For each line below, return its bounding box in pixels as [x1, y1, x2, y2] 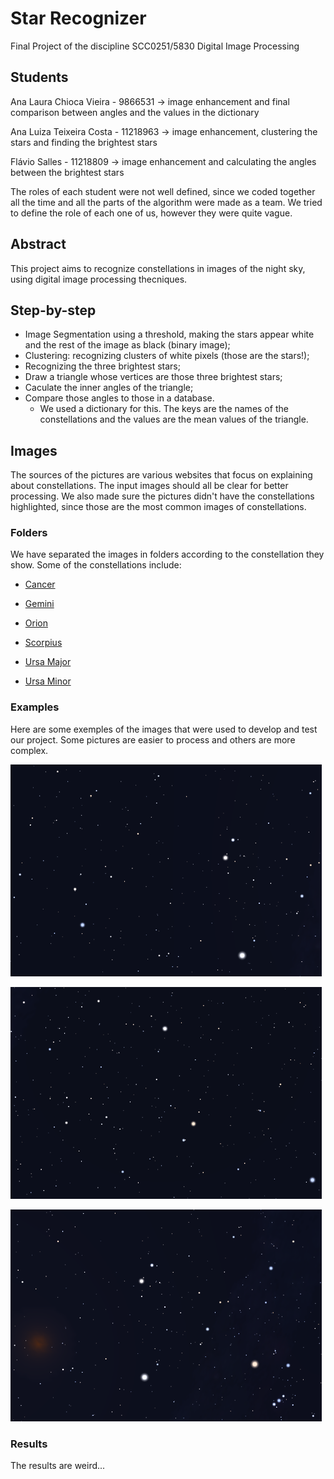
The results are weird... [10, 1460, 106, 1472]
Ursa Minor [24, 675, 72, 687]
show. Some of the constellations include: [10, 559, 182, 571]
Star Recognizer [10, 7, 147, 30]
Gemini [24, 598, 55, 610]
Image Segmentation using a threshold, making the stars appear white [24, 328, 315, 341]
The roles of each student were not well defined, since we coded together [10, 185, 316, 197]
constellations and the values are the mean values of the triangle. [39, 413, 309, 426]
